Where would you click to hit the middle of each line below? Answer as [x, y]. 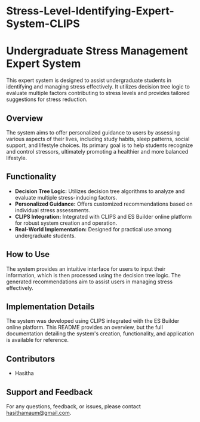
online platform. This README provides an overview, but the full [84, 328]
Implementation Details [50, 306]
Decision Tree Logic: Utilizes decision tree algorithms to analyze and [100, 191]
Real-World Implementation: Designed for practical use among [93, 229]
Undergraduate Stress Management [97, 51]
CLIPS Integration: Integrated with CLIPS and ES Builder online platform [103, 216]
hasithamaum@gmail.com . [39, 413]
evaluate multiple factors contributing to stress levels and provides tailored [98, 93]
